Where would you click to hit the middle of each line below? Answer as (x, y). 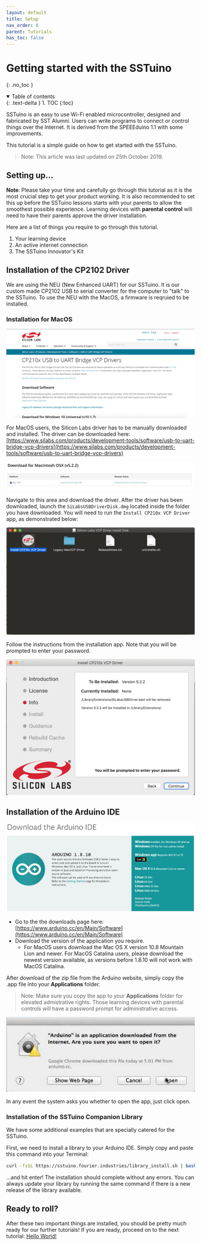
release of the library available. (44, 1190)
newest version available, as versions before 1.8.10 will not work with (108, 960)
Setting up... (30, 176)
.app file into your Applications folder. (53, 985)
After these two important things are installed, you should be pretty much (96, 1223)
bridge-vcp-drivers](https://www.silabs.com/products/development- (91, 447)
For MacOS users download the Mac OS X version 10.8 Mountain (103, 947)
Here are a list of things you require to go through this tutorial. (82, 227)
